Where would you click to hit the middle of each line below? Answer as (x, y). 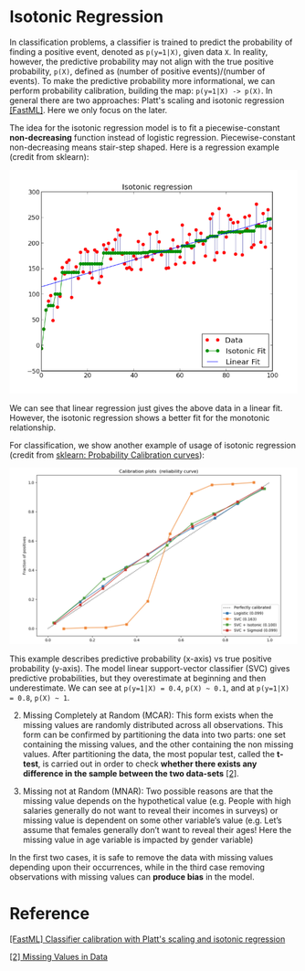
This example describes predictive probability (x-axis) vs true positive (141, 659)
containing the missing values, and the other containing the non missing (158, 744)
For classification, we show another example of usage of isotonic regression (153, 445)
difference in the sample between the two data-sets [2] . (131, 773)
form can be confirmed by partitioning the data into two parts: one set (154, 734)
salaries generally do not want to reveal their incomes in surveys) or (150, 810)
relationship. (33, 427)
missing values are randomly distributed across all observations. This (153, 724)
